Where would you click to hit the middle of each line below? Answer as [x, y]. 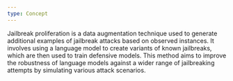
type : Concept [28, 13]
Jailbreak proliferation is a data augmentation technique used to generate [112, 33]
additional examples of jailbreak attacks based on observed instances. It [111, 40]
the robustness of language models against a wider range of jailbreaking [111, 62]
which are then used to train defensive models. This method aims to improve [117, 55]
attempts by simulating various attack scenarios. [77, 70]
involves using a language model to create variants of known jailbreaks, [110, 48]
